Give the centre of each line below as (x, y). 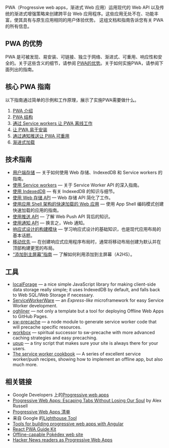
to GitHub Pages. (30, 316)
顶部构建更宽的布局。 (35, 248)
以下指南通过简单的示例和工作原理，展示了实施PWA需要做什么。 (72, 100)
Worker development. (35, 306)
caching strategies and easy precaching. (55, 338)
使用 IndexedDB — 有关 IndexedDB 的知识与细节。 (65, 191)
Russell (20, 406)
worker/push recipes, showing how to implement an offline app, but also (88, 359)
